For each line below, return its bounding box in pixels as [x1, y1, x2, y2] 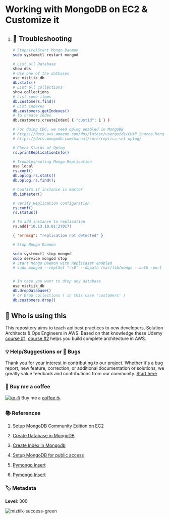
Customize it [5, 14, 60, 26]
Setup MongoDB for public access [12, 452, 84, 458]
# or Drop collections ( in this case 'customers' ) [12, 293, 126, 298]
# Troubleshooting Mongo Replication [12, 159, 92, 164]
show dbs [12, 66, 31, 71]
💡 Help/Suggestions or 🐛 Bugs [5, 348, 81, 355]
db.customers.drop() [12, 298, 56, 303]
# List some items [12, 94, 51, 99]
